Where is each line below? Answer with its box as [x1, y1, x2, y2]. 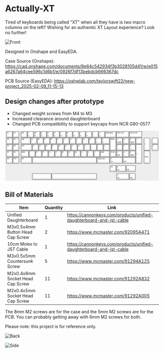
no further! [5, 29, 27, 35]
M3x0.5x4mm [7, 224, 36, 229]
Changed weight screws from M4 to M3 [12, 110, 93, 116]
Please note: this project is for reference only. [5, 324, 97, 329]
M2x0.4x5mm [7, 287, 36, 293]
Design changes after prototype [5, 98, 104, 106]
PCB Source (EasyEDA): [5, 78, 53, 84]
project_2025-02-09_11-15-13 [5, 83, 64, 89]
